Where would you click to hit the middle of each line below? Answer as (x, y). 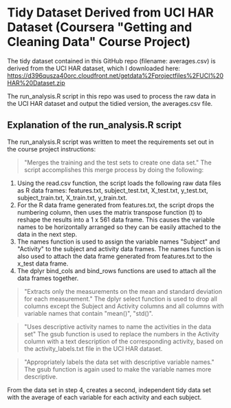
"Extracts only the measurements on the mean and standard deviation (123, 291)
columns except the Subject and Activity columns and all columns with (124, 306)
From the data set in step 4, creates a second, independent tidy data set (109, 389)
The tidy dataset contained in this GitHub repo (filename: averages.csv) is (111, 61)
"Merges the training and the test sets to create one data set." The (118, 162)
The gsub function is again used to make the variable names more (118, 369)
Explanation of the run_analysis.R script (95, 125)
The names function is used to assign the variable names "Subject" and (118, 241)
